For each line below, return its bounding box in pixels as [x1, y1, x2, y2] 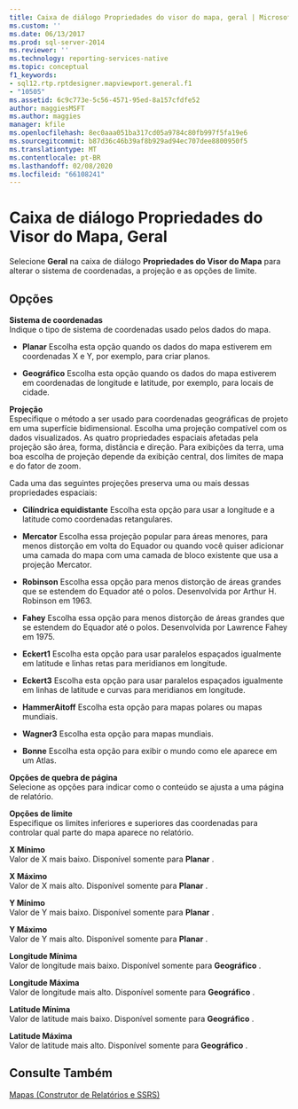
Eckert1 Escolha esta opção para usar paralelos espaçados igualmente [21, 649, 282, 659]
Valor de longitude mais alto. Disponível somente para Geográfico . [9, 987, 255, 997]
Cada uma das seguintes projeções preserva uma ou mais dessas [9, 478, 250, 488]
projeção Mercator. [21, 560, 92, 570]
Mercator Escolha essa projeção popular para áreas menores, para [21, 531, 269, 541]
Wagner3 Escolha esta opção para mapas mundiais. [21, 728, 215, 739]
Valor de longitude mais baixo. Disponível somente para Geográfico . [9, 960, 262, 971]
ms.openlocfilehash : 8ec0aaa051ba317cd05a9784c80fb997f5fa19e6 [9, 129, 248, 138]
